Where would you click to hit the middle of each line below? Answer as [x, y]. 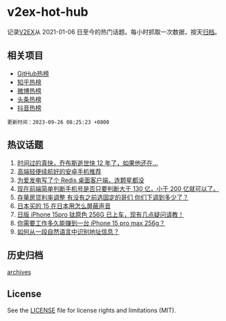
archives [19, 272]
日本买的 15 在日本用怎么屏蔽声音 [64, 206]
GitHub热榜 [33, 74]
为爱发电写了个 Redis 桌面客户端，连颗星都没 [80, 180]
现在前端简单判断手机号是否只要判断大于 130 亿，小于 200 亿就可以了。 [118, 188]
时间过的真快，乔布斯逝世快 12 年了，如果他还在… [88, 163]
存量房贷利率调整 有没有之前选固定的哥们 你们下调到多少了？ [103, 197]
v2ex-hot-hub [48, 12]
